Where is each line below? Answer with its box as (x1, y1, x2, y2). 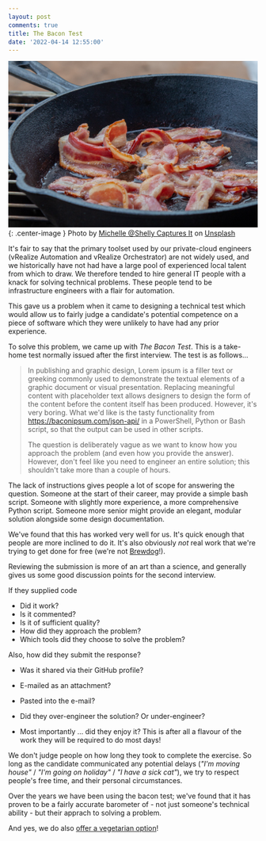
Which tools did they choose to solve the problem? (19, 634, 186, 644)
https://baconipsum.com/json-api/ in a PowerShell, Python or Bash (27, 416, 245, 426)
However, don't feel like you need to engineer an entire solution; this (27, 457, 250, 466)
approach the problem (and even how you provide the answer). (27, 448, 234, 457)
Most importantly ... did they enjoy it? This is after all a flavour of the (19, 726, 242, 736)
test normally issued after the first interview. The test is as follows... (28, 350, 249, 360)
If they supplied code (8, 585, 78, 594)
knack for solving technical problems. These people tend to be (8, 277, 212, 287)
